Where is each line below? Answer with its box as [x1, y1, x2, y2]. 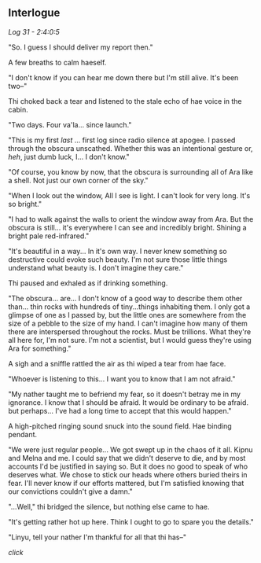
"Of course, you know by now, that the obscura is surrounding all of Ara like [8, 167, 254, 176]
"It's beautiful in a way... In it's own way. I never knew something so [8, 246, 227, 256]
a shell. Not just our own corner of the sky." [8, 175, 149, 185]
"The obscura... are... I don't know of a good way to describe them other [8, 293, 243, 303]
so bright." [8, 199, 42, 208]
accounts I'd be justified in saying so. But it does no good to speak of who [8, 462, 248, 471]
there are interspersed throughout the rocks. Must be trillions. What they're [8, 326, 252, 337]
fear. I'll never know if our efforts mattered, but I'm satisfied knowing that [8, 478, 244, 488]
